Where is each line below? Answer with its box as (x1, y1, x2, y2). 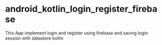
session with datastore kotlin (5, 35, 63, 41)
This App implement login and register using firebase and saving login (5, 30, 148, 36)
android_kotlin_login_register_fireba (5, 3, 158, 15)
